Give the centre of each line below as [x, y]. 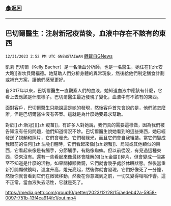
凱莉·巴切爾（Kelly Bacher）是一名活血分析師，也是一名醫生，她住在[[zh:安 [84, 67]
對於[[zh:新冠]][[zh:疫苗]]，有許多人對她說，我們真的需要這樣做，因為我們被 [85, 125]
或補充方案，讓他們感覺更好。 [36, 80]
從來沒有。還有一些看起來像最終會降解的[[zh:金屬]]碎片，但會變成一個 [88, 157]
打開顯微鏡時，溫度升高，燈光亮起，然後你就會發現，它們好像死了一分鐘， [88, 170]
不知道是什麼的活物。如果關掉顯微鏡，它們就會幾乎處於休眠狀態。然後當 [85, 163]
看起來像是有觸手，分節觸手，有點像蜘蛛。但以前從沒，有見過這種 [88, 150]
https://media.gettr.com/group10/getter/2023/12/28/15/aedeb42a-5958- [81, 193]
